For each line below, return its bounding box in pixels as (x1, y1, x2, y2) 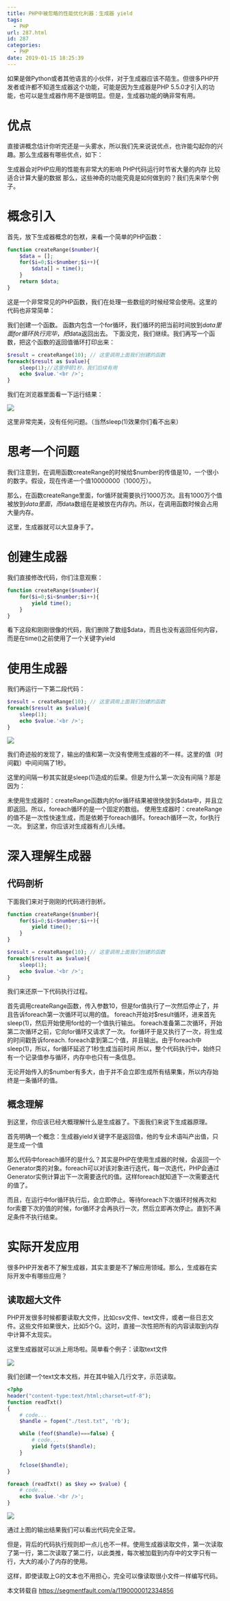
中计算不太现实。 (7, 1331, 55, 1339)
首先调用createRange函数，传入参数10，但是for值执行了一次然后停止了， (7, 1002, 214, 1010)
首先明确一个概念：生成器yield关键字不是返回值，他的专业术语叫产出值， (7, 1133, 213, 1141)
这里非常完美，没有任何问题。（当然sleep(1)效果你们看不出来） (7, 418, 183, 426)
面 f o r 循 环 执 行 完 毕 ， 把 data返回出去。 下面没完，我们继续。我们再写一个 (7, 329, 209, 338)
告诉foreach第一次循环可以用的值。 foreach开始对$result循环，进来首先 (12, 1011, 216, 1019)
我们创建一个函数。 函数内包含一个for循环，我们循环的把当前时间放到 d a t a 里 (7, 320, 222, 329)
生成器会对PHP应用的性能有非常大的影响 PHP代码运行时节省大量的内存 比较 (7, 165, 221, 173)
